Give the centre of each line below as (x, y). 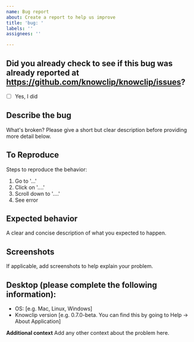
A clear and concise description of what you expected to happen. (86, 233)
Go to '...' (26, 181)
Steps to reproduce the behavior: (47, 169)
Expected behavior (42, 219)
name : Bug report (28, 12)
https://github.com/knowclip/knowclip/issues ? (96, 82)
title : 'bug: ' (25, 23)
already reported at (43, 73)
